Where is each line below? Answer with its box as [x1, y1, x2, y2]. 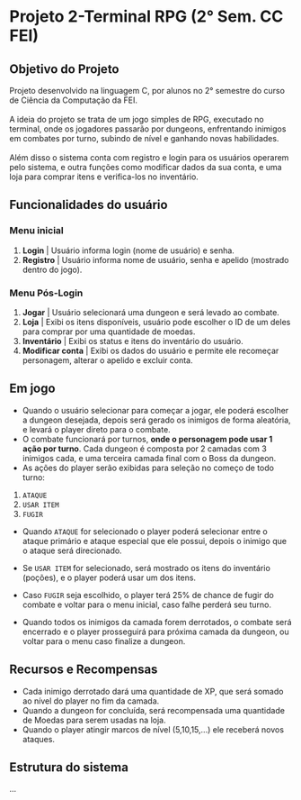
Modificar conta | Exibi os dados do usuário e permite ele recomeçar [22, 345, 279, 356]
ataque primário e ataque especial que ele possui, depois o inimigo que [22, 535, 288, 546]
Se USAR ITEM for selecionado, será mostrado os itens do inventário [22, 562, 271, 573]
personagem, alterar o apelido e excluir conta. [22, 354, 193, 366]
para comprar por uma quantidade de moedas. [22, 326, 196, 337]
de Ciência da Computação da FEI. [9, 95, 137, 105]
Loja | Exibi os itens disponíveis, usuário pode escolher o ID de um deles [22, 316, 291, 327]
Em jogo [9, 381, 56, 396]
